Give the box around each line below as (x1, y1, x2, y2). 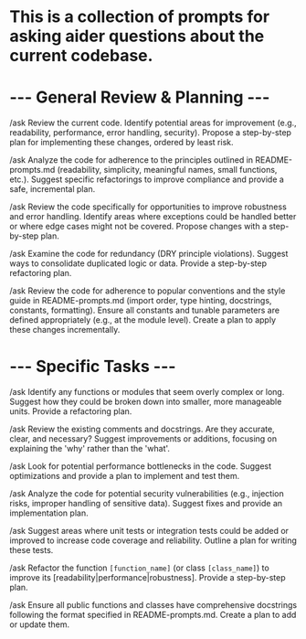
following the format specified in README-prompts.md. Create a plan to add (9, 610, 297, 621)
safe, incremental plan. (9, 184, 96, 195)
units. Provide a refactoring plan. (9, 406, 132, 417)
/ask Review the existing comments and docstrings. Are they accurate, (9, 423, 276, 435)
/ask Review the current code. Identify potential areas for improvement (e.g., (9, 117, 297, 129)
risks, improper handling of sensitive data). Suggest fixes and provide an (9, 498, 283, 509)
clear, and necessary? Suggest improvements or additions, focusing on (9, 433, 278, 444)
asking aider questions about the (9, 26, 265, 47)
